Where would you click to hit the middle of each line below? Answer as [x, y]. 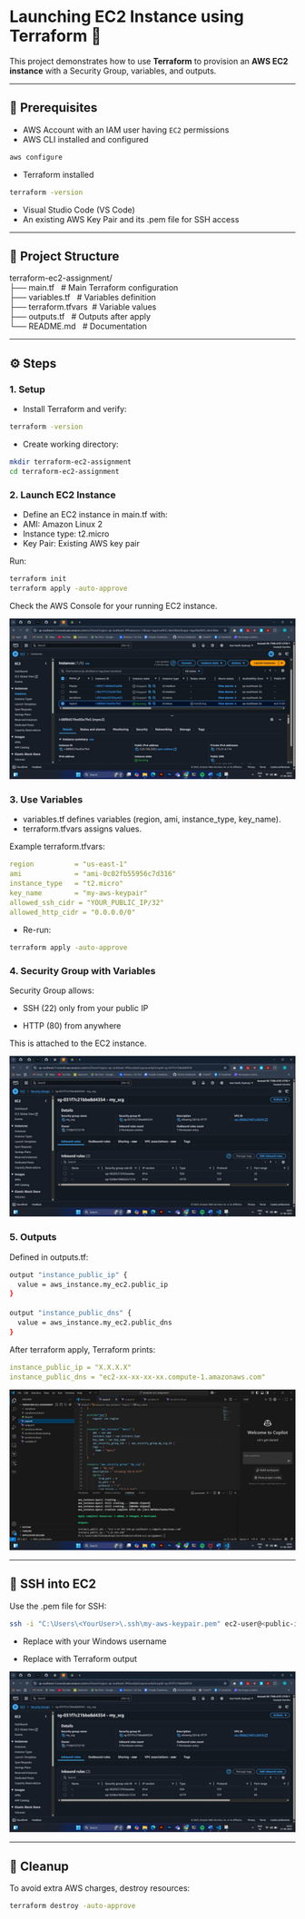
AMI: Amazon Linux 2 [62, 524]
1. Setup [27, 389]
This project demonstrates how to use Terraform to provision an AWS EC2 [149, 61]
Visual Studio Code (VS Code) [79, 210]
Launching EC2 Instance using [127, 17]
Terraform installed [58, 174]
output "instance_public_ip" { [69, 1274]
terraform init [38, 578]
